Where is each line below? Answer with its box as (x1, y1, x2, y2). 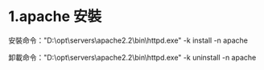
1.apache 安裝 (8, 7, 102, 26)
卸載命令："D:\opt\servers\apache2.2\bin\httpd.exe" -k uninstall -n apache (8, 52, 257, 62)
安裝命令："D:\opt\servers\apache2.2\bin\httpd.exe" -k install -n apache (8, 35, 248, 45)
